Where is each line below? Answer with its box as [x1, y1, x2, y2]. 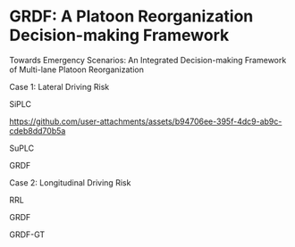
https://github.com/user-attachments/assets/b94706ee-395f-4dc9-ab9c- [9, 116, 282, 127]
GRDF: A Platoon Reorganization [9, 6, 254, 27]
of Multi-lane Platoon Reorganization [9, 64, 145, 75]
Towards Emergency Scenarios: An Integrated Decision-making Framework [9, 54, 287, 65]
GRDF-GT [9, 229, 46, 240]
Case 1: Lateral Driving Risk [9, 81, 110, 92]
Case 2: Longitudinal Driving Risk [9, 177, 131, 188]
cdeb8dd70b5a [9, 125, 66, 136]
